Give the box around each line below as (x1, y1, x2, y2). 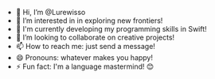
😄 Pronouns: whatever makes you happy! (15, 53, 154, 62)
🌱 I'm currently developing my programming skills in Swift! (15, 24, 207, 33)
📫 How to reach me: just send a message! (15, 42, 155, 51)
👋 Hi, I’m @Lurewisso (15, 8, 86, 17)
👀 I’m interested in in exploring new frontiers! (15, 16, 163, 25)
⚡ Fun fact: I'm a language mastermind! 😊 (15, 62, 154, 71)
